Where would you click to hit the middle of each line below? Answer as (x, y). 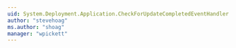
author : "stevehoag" (38, 20)
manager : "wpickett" (38, 34)
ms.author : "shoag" (36, 27)
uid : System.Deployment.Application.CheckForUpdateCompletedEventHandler (118, 14)
